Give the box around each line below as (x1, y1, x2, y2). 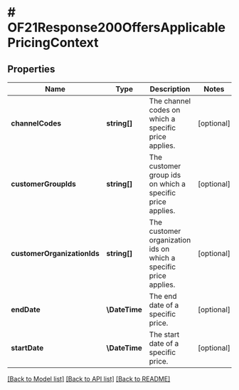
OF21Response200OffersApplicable (7, 19, 226, 36)
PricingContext (7, 35, 99, 51)
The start (149, 329, 180, 339)
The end (149, 292, 177, 301)
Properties (7, 63, 55, 75)
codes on (149, 105, 181, 115)
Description (149, 84, 191, 93)
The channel (149, 96, 191, 106)
